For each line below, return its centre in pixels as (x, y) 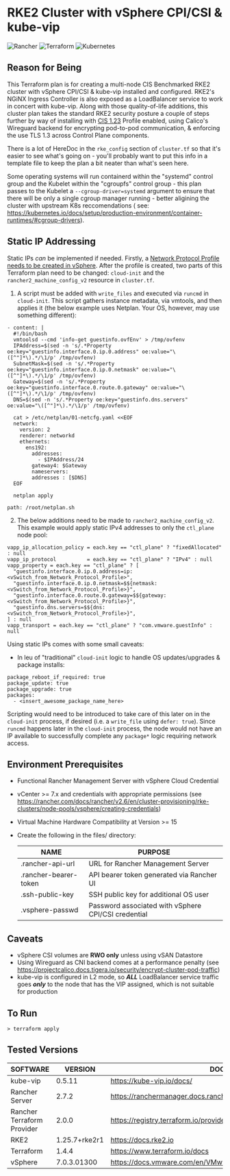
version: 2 (35, 430)
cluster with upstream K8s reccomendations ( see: (78, 205)
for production (37, 992)
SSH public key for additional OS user (149, 894)
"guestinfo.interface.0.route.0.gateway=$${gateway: (90, 595)
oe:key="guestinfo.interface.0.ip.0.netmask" (73, 369)
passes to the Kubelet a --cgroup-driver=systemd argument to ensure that (111, 191)
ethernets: (35, 441)
